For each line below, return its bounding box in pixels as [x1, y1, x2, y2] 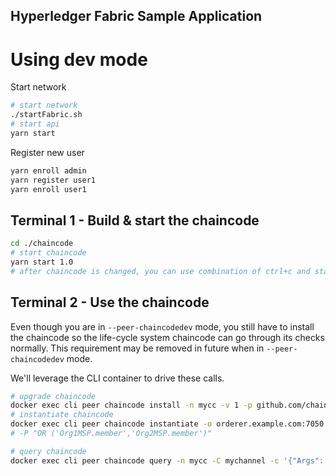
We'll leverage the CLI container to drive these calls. [10, 372, 225, 384]
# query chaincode [10, 446, 87, 456]
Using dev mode [10, 48, 148, 71]
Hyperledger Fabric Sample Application [10, 8, 263, 25]
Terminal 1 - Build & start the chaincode [10, 212, 260, 229]
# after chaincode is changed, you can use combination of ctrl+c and [10, 266, 311, 276]
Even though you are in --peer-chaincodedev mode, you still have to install [10, 320, 315, 333]
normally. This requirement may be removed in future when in [10, 342, 265, 354]
